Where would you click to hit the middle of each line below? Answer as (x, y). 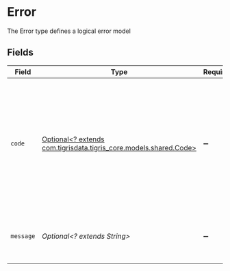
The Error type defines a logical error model (69, 31)
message (23, 236)
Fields (21, 52)
